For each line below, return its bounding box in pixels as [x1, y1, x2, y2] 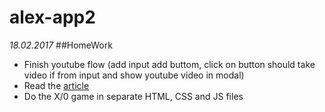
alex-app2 [9, 6, 96, 29]
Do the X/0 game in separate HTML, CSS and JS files [23, 90, 244, 102]
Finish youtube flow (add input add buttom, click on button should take [23, 58, 316, 70]
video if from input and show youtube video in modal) [23, 69, 245, 81]
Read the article [23, 79, 90, 91]
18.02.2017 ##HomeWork [9, 39, 113, 51]
